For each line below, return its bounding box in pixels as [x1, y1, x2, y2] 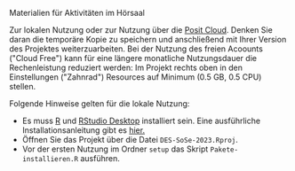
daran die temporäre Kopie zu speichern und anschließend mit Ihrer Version [9, 35, 287, 44]
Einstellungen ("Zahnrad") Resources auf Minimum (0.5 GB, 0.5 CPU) [9, 72, 262, 82]
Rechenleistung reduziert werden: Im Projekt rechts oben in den [9, 62, 243, 73]
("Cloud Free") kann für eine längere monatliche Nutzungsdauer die [9, 53, 258, 63]
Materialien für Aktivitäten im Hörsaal [9, 8, 145, 18]
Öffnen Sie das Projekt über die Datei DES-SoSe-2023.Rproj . [21, 135, 238, 144]
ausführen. [79, 153, 120, 163]
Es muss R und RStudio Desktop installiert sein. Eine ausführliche [21, 115, 260, 126]
